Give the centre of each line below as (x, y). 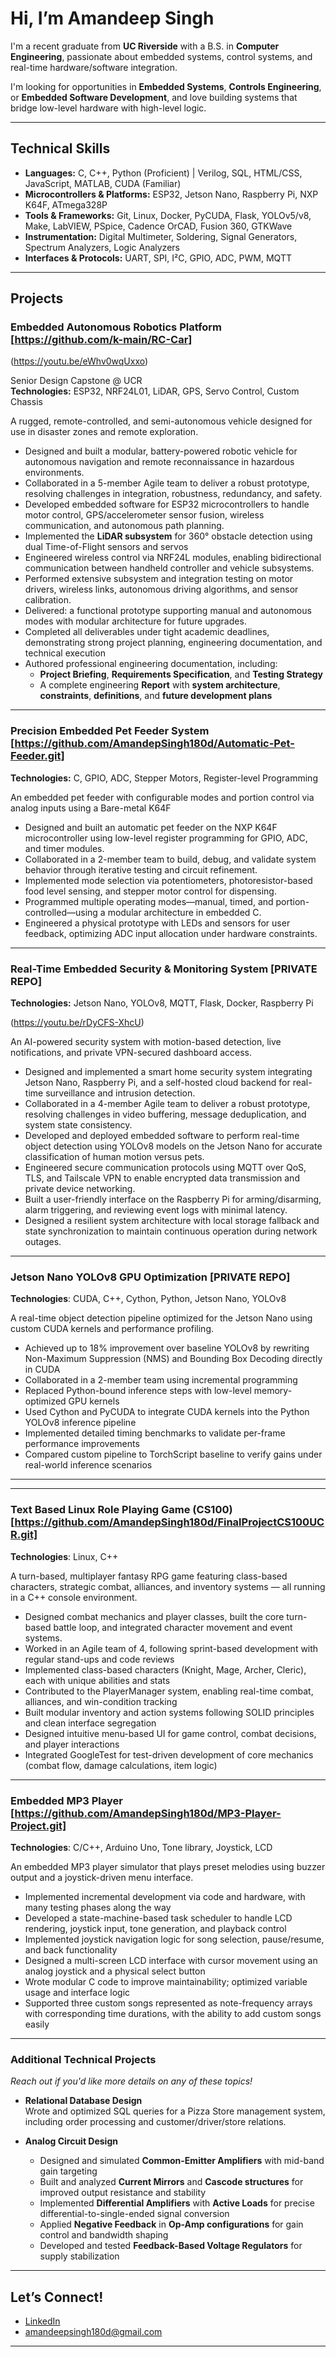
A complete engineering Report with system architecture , (160, 685)
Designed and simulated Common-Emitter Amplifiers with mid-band (182, 2161)
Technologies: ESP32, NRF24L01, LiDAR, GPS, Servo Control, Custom (155, 391)
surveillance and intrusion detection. (120, 1093)
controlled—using (61, 912)
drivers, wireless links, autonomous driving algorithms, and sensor (161, 589)
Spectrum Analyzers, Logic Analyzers (102, 247)
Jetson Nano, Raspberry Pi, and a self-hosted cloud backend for (157, 1083)
